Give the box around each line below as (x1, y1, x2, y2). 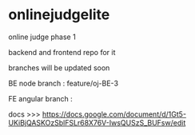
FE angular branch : (8, 93, 74, 103)
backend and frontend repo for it (8, 47, 116, 57)
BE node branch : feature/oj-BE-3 (8, 78, 118, 88)
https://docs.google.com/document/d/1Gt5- (42, 109, 186, 119)
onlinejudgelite (8, 6, 110, 24)
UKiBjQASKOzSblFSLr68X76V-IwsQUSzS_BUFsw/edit (8, 117, 186, 127)
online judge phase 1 (8, 32, 76, 42)
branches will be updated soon (8, 62, 110, 73)
